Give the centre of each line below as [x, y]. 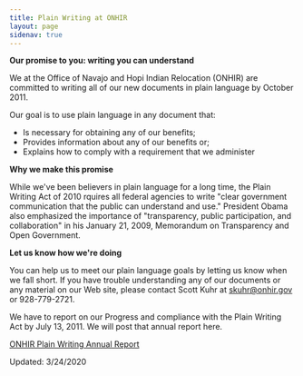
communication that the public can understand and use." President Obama [149, 206]
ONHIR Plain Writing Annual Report [74, 344]
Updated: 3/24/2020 [48, 362]
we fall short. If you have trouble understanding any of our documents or [145, 280]
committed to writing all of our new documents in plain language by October [151, 88]
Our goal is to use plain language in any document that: [112, 115]
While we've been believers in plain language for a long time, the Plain [140, 187]
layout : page [34, 26]
